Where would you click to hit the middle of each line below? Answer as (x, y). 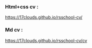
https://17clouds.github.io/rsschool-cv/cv (46, 40)
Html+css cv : (22, 7)
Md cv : (14, 30)
